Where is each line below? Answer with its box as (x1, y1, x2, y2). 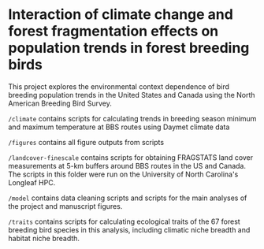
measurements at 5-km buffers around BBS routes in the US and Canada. (8, 161, 247, 170)
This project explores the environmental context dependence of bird (8, 81, 230, 91)
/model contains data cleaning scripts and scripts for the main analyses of (8, 193, 247, 203)
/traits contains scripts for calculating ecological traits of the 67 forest (8, 217, 240, 226)
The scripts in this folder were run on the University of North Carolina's (8, 169, 239, 179)
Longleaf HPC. (8, 177, 56, 187)
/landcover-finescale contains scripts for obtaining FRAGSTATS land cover (8, 152, 254, 162)
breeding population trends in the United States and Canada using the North (8, 90, 255, 99)
